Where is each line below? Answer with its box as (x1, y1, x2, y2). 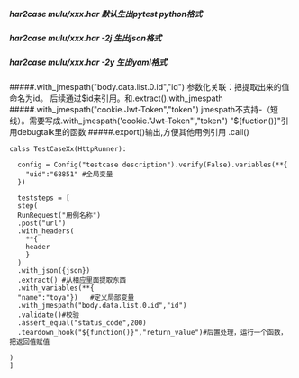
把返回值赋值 (9, 337, 50, 346)
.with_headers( (17, 226, 75, 236)
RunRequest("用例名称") (17, 211, 102, 220)
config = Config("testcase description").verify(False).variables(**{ (17, 160, 288, 169)
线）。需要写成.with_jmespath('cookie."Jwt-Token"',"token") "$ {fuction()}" (9, 115, 282, 126)
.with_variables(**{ (17, 283, 95, 292)
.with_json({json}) (17, 265, 91, 274)
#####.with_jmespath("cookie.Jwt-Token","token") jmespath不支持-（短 (9, 103, 279, 114)
